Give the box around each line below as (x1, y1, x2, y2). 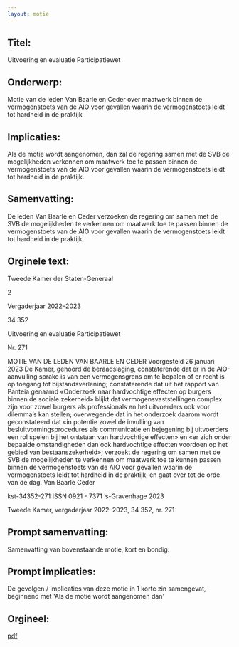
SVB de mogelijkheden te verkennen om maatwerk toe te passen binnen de (7, 219, 228, 228)
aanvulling (7, 372, 38, 381)
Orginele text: (7, 256, 70, 268)
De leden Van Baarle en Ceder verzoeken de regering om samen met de (7, 211, 218, 221)
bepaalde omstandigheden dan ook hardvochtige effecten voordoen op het (7, 440, 228, 448)
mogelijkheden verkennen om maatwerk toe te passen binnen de (7, 157, 198, 166)
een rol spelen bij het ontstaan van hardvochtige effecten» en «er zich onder (7, 432, 232, 441)
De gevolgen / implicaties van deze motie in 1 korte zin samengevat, (7, 584, 206, 593)
